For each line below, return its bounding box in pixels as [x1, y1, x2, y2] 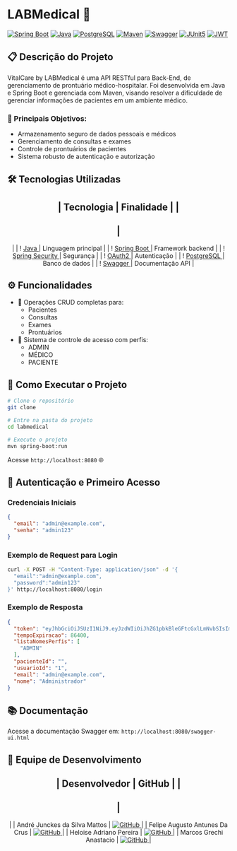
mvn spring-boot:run [7, 442, 68, 450]
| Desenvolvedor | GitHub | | [56, 777, 181, 790]
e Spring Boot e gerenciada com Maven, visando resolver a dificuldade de [7, 88, 223, 97]
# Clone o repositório [7, 397, 74, 405]
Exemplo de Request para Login [7, 550, 118, 560]
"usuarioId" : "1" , [13, 664, 68, 671]
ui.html [7, 734, 30, 741]
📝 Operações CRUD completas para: [17, 298, 124, 307]
